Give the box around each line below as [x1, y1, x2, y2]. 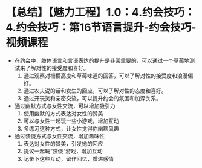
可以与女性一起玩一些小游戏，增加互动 [23, 117, 119, 124]
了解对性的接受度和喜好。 [25, 64, 89, 71]
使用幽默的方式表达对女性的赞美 [23, 109, 103, 117]
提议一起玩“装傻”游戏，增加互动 [23, 147, 103, 155]
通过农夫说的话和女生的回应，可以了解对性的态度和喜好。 [23, 87, 167, 94]
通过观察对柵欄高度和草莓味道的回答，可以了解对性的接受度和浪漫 [23, 72, 188, 79]
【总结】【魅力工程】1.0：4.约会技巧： [5, 5, 195, 19]
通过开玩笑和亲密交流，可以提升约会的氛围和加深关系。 [23, 94, 161, 102]
